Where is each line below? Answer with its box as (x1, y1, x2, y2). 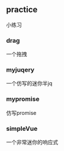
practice (6, 5, 38, 15)
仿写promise (6, 109, 37, 116)
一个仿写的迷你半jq (6, 80, 52, 87)
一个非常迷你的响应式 (6, 139, 58, 146)
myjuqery (6, 66, 34, 74)
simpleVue (6, 124, 38, 133)
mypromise (6, 95, 40, 103)
